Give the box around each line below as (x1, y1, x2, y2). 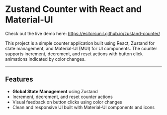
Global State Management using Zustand (12, 88, 98, 94)
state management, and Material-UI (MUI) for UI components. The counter (5, 45, 158, 51)
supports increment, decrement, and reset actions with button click (5, 51, 143, 57)
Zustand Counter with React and (5, 3, 142, 15)
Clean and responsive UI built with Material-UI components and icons (12, 104, 155, 110)
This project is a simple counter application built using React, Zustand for (5, 40, 155, 46)
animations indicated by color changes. (5, 56, 86, 62)
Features (5, 75, 33, 84)
